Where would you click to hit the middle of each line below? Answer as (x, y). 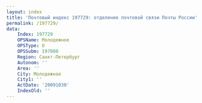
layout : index (24, 12)
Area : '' (28, 68)
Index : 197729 (35, 35)
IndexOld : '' (34, 91)
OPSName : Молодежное (43, 40)
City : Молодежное (39, 74)
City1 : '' (30, 79)
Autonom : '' (32, 62)
